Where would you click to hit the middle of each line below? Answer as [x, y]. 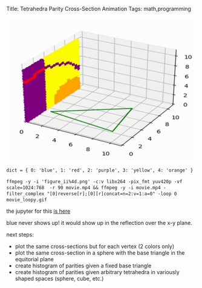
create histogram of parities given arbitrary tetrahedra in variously [97, 272]
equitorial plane [34, 259]
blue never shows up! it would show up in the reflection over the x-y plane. [99, 223]
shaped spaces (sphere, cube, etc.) [59, 279]
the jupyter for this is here [38, 211]
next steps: [20, 235]
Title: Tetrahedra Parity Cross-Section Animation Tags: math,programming [99, 9]
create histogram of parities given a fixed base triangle [83, 266]
